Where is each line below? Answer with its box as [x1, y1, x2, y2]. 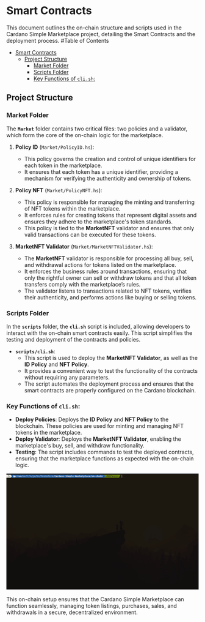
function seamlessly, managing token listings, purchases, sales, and [6, 602, 177, 609]
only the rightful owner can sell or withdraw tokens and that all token [24, 274, 197, 282]
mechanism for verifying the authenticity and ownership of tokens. [24, 174, 192, 182]
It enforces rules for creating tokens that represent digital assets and [24, 211, 197, 219]
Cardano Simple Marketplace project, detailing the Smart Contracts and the [6, 30, 196, 37]
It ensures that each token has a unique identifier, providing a [24, 168, 179, 175]
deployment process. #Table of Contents [6, 37, 109, 44]
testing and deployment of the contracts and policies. [6, 335, 141, 343]
